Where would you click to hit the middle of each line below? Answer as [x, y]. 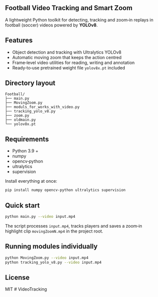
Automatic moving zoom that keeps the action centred [67, 57]
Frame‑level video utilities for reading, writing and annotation [73, 63]
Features [19, 40]
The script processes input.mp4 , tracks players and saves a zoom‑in [74, 226]
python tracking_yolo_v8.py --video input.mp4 [53, 262]
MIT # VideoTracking [26, 289]
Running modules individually [51, 246]
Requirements [27, 139]
